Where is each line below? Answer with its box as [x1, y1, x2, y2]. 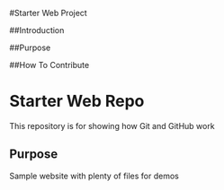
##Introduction [9, 25, 65, 35]
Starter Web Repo [9, 91, 145, 111]
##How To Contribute [9, 60, 90, 70]
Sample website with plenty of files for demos [9, 170, 180, 181]
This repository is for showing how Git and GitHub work [9, 120, 215, 131]
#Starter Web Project [9, 8, 87, 18]
